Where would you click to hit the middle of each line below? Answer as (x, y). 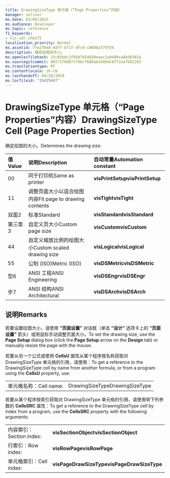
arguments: (17, 417)
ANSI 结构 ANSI (46, 289)
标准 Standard (44, 215)
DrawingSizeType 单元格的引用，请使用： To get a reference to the (74, 362)
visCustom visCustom (120, 227)
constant (104, 166)
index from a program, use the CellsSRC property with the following (76, 411)
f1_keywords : (19, 33)
